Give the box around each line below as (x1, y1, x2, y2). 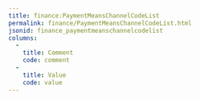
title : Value (22, 71, 67, 79)
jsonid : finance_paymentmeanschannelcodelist (8, 26, 163, 34)
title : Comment (22, 49, 74, 57)
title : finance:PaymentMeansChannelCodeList (8, 11, 160, 20)
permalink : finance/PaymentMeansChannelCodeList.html (8, 19, 193, 27)
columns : (8, 34, 38, 42)
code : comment (22, 57, 70, 65)
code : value (22, 78, 63, 86)
